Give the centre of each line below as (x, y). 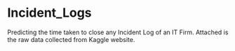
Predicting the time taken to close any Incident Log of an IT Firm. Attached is (118, 32)
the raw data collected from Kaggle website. (71, 39)
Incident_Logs (50, 13)
